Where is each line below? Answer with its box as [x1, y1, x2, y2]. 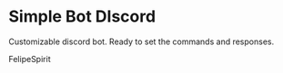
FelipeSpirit [8, 53, 51, 64]
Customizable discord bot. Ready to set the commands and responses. [8, 36, 275, 47]
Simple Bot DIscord [8, 6, 157, 27]
